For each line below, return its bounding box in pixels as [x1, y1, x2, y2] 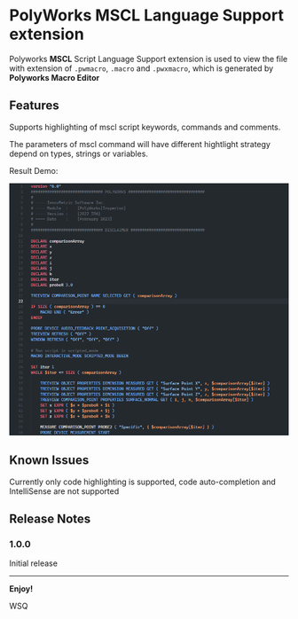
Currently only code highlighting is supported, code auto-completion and [9, 476, 277, 487]
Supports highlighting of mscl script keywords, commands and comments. [9, 121, 281, 132]
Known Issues [9, 453, 90, 468]
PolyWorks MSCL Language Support [9, 5, 284, 26]
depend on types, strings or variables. [9, 148, 149, 159]
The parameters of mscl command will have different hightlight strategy [9, 138, 271, 149]
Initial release [9, 558, 58, 568]
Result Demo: [9, 165, 59, 176]
